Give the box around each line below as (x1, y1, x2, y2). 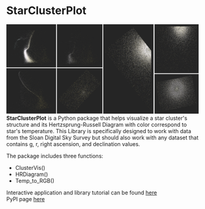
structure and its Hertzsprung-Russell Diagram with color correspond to (6, 121, 187, 128)
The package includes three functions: (6, 152, 104, 159)
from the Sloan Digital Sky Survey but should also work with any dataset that (6, 134, 199, 141)
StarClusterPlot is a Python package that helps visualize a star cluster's (6, 114, 188, 122)
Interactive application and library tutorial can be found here (6, 189, 157, 196)
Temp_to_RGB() (15, 177, 55, 185)
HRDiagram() (15, 170, 48, 178)
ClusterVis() (15, 164, 46, 172)
